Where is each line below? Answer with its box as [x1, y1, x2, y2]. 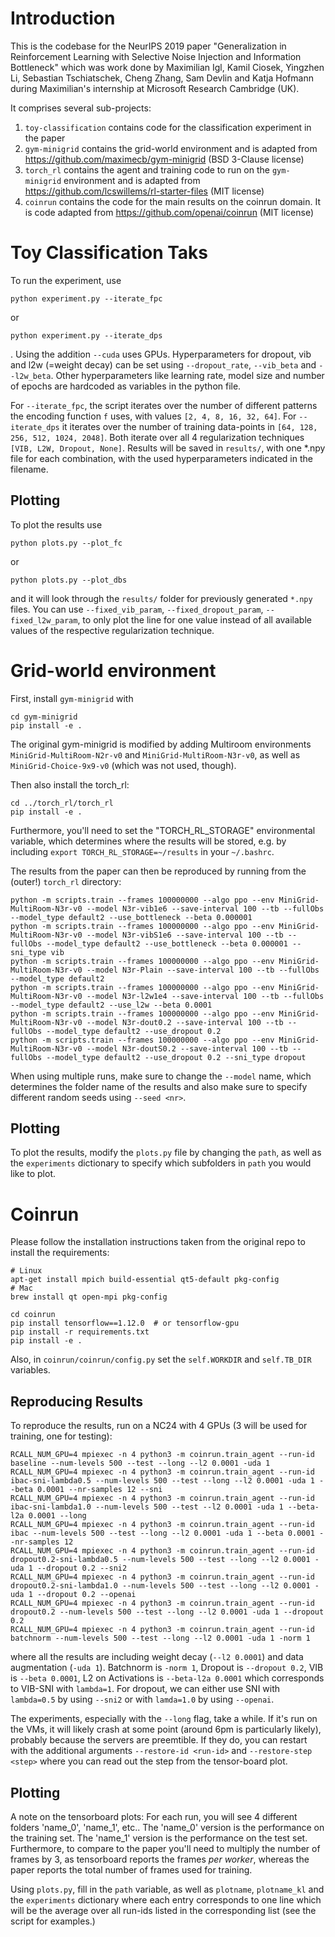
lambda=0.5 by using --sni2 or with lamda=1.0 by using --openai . [10, 1693, 275, 1706]
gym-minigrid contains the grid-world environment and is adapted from [24, 142, 318, 154]
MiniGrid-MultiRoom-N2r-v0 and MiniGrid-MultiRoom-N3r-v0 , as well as [10, 748, 301, 761]
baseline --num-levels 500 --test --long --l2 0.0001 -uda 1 [10, 1458, 271, 1469]
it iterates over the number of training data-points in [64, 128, [61, 420, 318, 432]
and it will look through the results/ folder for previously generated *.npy [10, 592, 313, 604]
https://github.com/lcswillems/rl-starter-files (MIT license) [24, 185, 265, 197]
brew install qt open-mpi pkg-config [10, 1292, 168, 1302]
